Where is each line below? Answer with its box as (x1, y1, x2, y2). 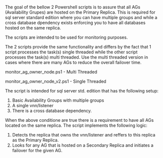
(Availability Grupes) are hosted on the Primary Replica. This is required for (5, 9, 156, 15)
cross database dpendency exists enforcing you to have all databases (5, 20, 145, 25)
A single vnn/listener (12, 103, 54, 108)
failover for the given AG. (12, 148, 62, 153)
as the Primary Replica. (12, 137, 59, 143)
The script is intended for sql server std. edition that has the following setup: (5, 88, 159, 93)
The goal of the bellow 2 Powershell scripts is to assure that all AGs (5, 4, 141, 10)
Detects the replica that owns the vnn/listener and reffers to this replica (12, 132, 156, 137)
